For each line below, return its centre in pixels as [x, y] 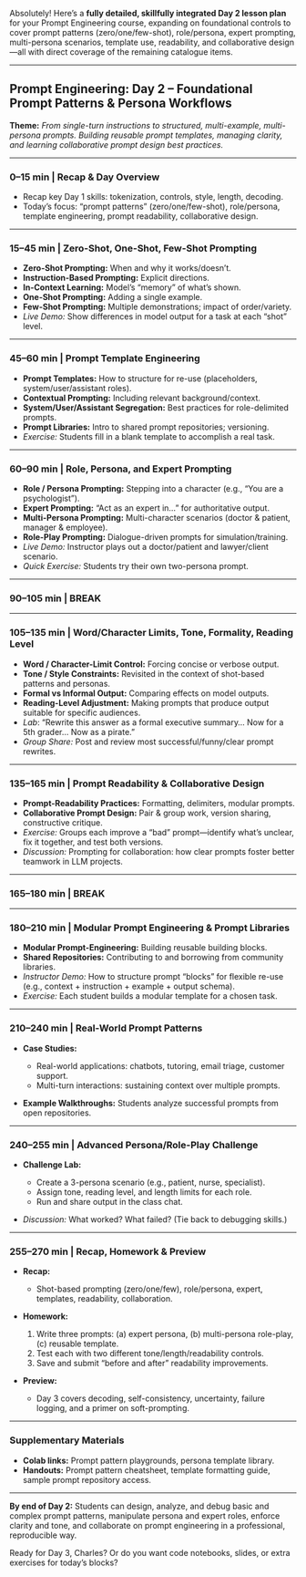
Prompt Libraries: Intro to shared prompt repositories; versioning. [146, 427]
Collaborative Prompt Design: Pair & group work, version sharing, [147, 813]
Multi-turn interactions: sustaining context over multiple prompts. [158, 1085]
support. [52, 1075]
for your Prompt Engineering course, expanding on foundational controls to [150, 23]
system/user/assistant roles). [77, 388]
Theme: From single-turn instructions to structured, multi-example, [136, 125]
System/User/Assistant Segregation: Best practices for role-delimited [156, 407]
